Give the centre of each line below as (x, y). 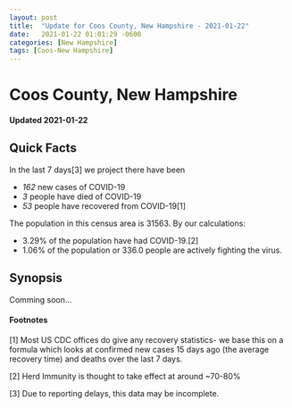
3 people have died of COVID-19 (82, 196)
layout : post (33, 17)
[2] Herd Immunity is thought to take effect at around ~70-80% (125, 376)
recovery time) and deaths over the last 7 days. (96, 359)
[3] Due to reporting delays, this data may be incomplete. (114, 393)
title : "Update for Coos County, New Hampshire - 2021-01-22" (129, 26)
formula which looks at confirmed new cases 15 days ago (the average (139, 349)
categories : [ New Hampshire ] (63, 42)
